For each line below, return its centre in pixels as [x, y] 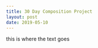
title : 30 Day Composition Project [49, 11]
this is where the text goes [38, 39]
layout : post [22, 17]
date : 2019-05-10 [27, 22]
